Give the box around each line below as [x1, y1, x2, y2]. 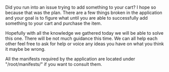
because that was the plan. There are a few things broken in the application [5, 10, 163, 16]
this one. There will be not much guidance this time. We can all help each [5, 35, 158, 41]
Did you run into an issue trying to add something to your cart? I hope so [5, 5, 156, 10]
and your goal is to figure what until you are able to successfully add [5, 15, 148, 21]
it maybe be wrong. [5, 46, 46, 52]
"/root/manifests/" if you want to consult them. [5, 61, 102, 67]
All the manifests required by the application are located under [5, 56, 136, 62]
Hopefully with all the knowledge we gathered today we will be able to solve [5, 30, 163, 36]
